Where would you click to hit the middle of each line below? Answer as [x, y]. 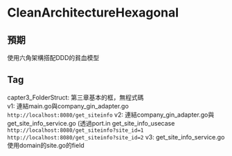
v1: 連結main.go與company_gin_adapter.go [68, 106]
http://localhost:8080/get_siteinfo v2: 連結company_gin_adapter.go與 [111, 115]
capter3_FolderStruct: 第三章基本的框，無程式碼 [75, 97]
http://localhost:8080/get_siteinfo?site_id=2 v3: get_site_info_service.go [116, 137]
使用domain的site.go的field [46, 145]
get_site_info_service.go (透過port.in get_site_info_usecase [91, 123]
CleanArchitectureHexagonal [93, 13]
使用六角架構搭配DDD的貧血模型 [53, 58]
